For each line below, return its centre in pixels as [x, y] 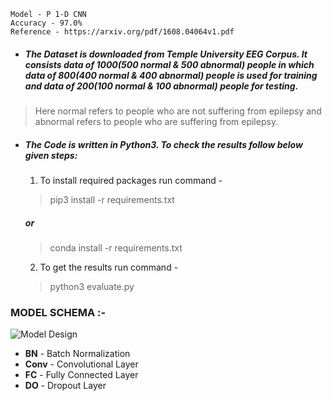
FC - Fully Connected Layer [81, 375]
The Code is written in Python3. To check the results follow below [163, 144]
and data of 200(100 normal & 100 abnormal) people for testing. [161, 86]
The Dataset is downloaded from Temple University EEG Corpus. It [166, 54]
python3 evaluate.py [92, 286]
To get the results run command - [109, 267]
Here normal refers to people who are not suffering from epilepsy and [178, 111]
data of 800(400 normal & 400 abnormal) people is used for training [171, 75]
